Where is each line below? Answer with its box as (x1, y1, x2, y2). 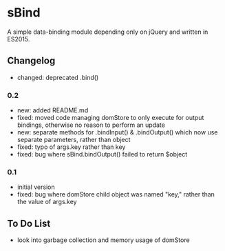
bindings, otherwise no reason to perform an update (17, 121, 165, 129)
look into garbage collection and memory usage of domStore (17, 236, 191, 244)
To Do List (7, 217, 51, 229)
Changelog (7, 55, 56, 67)
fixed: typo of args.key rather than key (17, 143, 126, 151)
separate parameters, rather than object (17, 136, 131, 144)
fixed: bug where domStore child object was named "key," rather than (17, 190, 215, 199)
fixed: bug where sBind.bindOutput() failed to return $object (17, 150, 188, 159)
